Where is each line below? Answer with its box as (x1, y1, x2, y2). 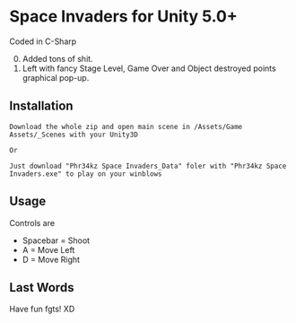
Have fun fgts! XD (9, 303, 75, 315)
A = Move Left (22, 244, 75, 255)
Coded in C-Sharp (9, 36, 77, 47)
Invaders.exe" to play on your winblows (9, 169, 163, 179)
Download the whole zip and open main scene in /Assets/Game (9, 122, 243, 131)
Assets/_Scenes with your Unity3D (9, 130, 139, 139)
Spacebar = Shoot (22, 235, 91, 246)
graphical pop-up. (22, 72, 90, 83)
